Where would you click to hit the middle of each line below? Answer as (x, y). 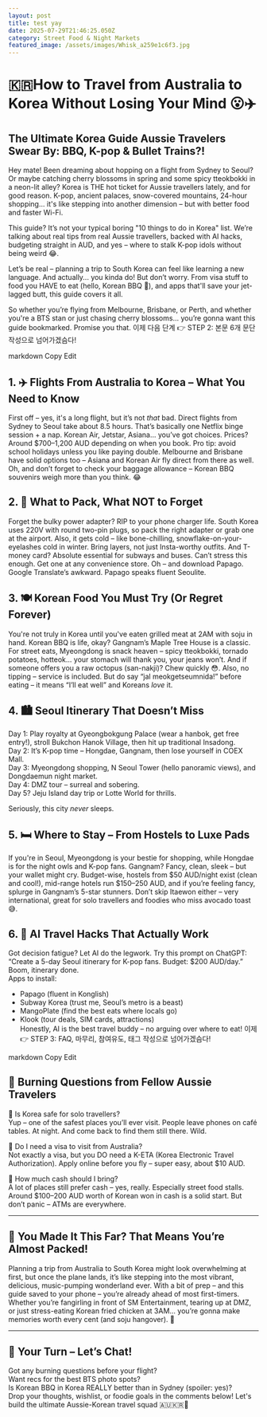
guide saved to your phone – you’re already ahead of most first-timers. (124, 1293)
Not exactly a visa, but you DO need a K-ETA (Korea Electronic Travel (121, 1155)
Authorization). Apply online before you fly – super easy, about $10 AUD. (127, 1163)
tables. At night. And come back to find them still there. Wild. (108, 1131)
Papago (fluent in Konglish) (64, 994)
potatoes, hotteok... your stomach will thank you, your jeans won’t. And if (128, 659)
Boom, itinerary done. (44, 970)
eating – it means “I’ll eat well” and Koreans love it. (91, 685)
